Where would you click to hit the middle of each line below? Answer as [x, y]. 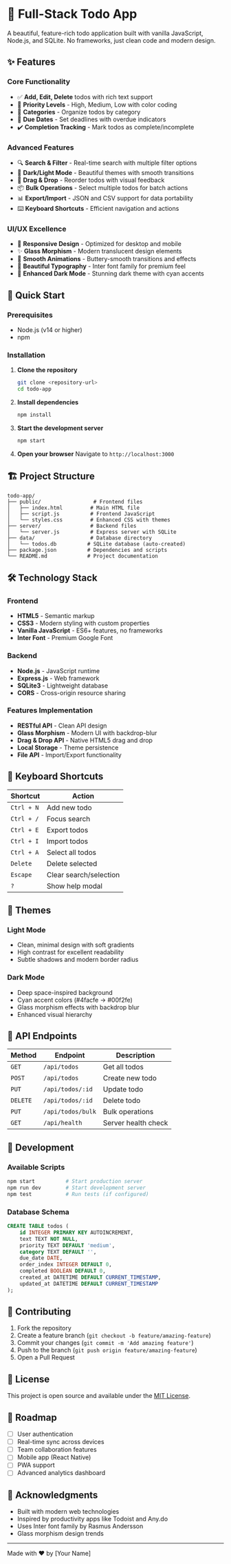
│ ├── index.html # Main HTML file [73, 508]
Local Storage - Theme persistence [68, 748]
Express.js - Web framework [58, 678]
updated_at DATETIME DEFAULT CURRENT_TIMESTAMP [89, 1284]
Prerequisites [30, 315]
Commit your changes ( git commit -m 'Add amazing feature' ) [105, 1343]
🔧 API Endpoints [42, 1036]
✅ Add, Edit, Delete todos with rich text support [85, 96]
